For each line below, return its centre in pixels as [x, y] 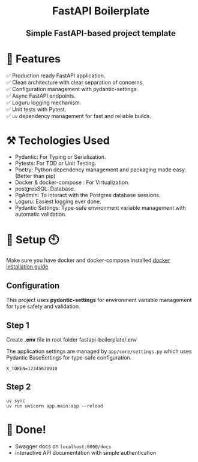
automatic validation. [41, 215]
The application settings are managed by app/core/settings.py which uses [99, 351]
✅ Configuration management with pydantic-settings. [72, 89]
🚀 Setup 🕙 [33, 239]
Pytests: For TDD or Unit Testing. [55, 164]
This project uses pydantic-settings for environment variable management [99, 300]
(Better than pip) [35, 176]
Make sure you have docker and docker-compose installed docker [88, 260]
